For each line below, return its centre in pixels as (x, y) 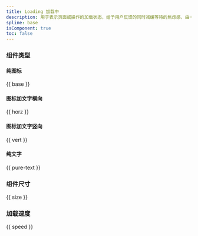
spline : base (22, 22)
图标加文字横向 (24, 98)
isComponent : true (29, 28)
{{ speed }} (20, 227)
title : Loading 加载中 (33, 12)
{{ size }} (17, 197)
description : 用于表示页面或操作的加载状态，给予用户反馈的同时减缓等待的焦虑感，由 (98, 17)
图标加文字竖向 (24, 126)
